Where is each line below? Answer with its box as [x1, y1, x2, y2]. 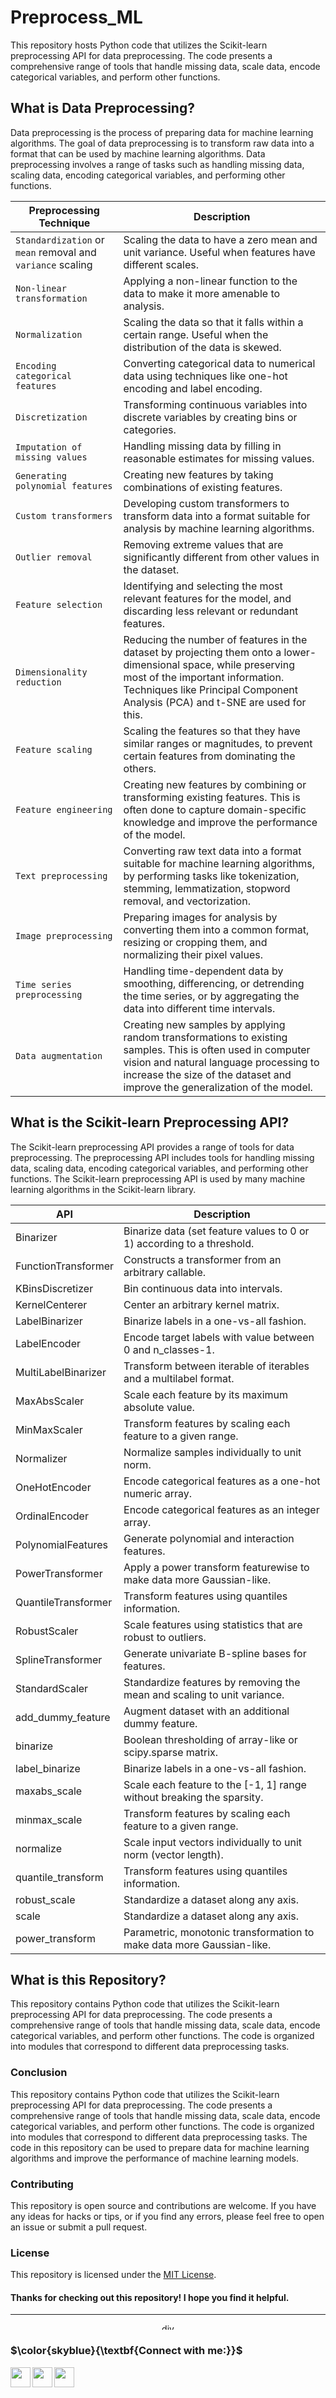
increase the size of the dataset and [123, 1067, 292, 1081]
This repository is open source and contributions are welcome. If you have [10, 2199, 317, 2211]
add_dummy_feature [15, 1710, 111, 1724]
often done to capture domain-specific [123, 802, 307, 816]
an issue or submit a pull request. [10, 2221, 148, 2233]
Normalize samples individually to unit [123, 1445, 302, 1459]
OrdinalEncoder [15, 1509, 89, 1523]
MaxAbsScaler [15, 1394, 85, 1408]
